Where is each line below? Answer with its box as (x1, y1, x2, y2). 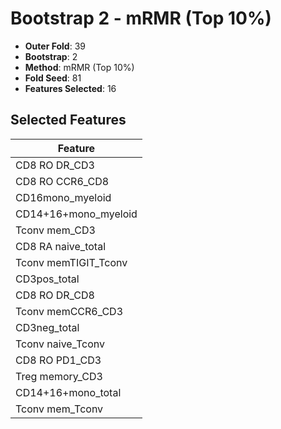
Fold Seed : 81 (24, 72, 82, 84)
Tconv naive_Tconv (15, 337, 106, 351)
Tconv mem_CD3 (15, 223, 96, 237)
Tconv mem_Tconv (15, 402, 104, 416)
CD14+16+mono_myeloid (15, 207, 138, 221)
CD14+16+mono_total (15, 385, 122, 399)
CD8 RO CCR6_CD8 (15, 174, 110, 188)
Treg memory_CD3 (15, 369, 103, 383)
